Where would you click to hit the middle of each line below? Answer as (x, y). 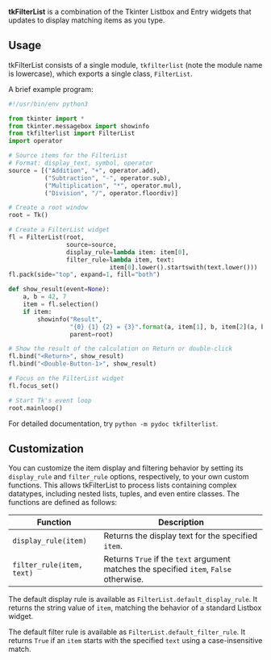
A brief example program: (51, 89)
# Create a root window (48, 208)
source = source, (91, 244)
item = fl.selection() (61, 305)
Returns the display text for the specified (181, 536)
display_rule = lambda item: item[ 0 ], (127, 252)
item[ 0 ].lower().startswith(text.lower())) (183, 267)
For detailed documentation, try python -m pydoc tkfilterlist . (113, 424)
